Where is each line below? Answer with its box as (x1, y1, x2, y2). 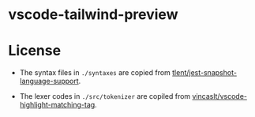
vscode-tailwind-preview (8, 6, 178, 24)
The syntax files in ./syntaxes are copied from (19, 68, 171, 77)
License (8, 42, 62, 60)
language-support (19, 77, 79, 86)
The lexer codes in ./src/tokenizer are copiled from (19, 92, 191, 101)
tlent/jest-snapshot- (172, 68, 237, 77)
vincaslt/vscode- (192, 92, 247, 101)
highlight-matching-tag (19, 100, 96, 110)
